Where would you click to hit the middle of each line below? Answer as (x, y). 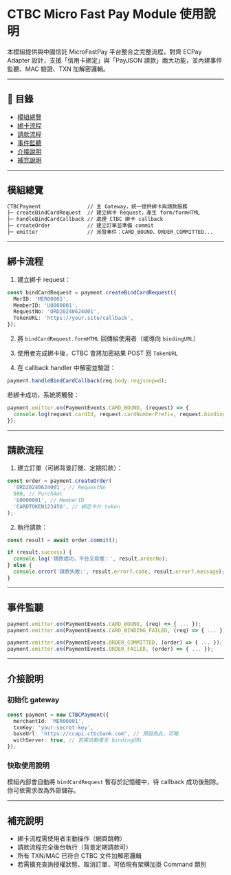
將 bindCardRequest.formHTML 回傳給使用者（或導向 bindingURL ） (108, 338)
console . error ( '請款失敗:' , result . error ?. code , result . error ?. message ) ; (119, 572)
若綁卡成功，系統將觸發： (43, 395)
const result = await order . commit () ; (63, 540)
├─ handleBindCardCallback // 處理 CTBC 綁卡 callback (85, 219)
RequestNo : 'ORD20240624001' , (56, 312)
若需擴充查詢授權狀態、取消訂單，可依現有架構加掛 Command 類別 (112, 865)
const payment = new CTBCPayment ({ (58, 715)
